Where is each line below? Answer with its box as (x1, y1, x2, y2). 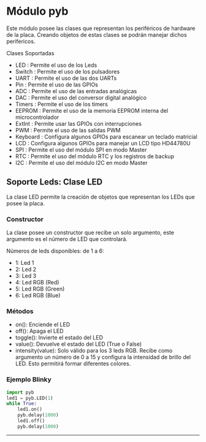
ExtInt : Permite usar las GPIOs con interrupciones (15, 120, 142, 127)
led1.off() (17, 418, 45, 424)
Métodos (6, 307, 34, 315)
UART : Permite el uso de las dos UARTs (15, 74, 117, 82)
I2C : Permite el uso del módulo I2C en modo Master (15, 159, 148, 166)
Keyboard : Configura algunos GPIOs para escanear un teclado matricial (15, 133, 197, 140)
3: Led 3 (15, 272, 37, 280)
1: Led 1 (15, 259, 34, 267)
